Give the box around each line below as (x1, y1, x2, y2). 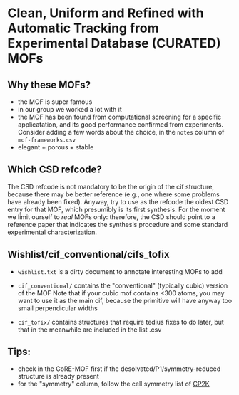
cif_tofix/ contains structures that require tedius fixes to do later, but (17, 317, 225, 326)
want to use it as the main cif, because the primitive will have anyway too (17, 296, 233, 305)
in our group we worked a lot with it (17, 105, 123, 113)
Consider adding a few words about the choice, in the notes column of (17, 128, 225, 136)
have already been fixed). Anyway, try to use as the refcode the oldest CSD (7, 197, 229, 206)
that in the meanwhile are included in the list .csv (17, 325, 162, 334)
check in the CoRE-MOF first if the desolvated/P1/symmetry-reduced (17, 364, 221, 373)
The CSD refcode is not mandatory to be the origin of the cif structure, (7, 182, 214, 191)
